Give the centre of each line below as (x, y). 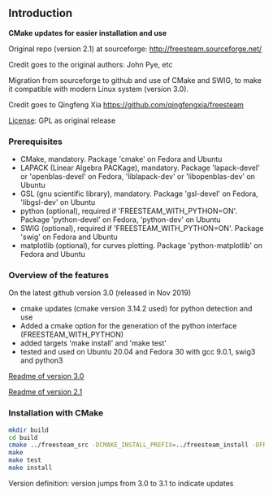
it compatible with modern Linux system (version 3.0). (99, 89)
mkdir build (28, 430)
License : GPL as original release (62, 120)
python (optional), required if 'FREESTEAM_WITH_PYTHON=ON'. (129, 211)
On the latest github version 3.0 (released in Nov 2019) (100, 293)
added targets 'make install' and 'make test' (93, 343)
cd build (23, 437)
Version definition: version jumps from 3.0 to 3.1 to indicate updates (121, 483)
